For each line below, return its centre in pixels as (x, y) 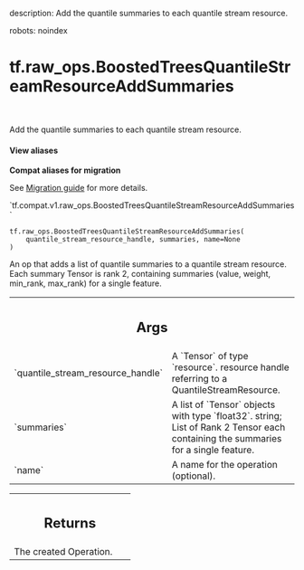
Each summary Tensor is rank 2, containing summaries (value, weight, (140, 274)
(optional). (194, 476)
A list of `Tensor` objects (223, 404)
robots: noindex (38, 30)
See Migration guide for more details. (79, 188)
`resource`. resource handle (230, 367)
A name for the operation (224, 464)
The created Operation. (63, 552)
